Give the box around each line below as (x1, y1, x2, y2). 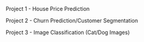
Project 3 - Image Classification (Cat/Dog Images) (5, 29, 130, 36)
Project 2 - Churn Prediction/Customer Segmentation (5, 17, 139, 24)
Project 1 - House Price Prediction (5, 5, 90, 12)
